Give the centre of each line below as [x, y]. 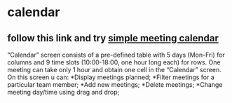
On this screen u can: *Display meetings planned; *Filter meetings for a [111, 77]
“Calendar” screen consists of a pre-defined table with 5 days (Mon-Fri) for [116, 55]
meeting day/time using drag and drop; [63, 92]
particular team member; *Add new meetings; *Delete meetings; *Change [115, 84]
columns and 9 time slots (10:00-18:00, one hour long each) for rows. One [114, 62]
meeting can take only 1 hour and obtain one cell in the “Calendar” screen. [115, 70]
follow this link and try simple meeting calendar [113, 38]
